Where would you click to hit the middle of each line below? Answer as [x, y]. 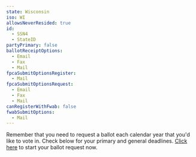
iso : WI [16, 17]
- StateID [24, 40]
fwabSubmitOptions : [31, 112]
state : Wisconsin [28, 12]
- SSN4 [20, 34]
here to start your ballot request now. [52, 147]
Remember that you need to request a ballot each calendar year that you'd [98, 135]
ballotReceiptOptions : [34, 51]
